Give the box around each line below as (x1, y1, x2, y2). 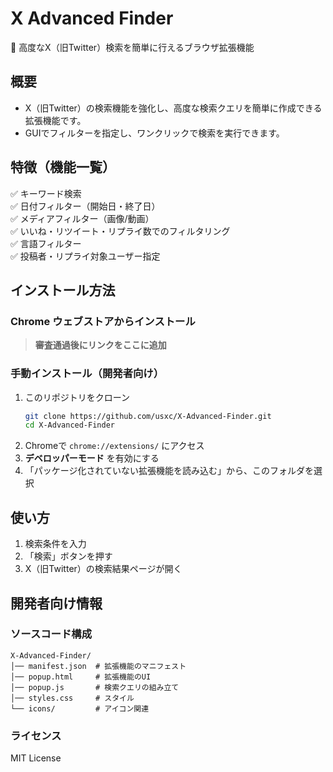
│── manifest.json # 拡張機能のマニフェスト (10, 661, 187, 671)
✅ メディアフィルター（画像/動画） (10, 212, 155, 224)
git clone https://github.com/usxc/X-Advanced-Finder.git (24, 411, 272, 421)
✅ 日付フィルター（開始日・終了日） (10, 200, 161, 212)
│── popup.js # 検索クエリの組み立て (10, 682, 180, 692)
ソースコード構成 (10, 627, 93, 641)
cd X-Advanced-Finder (24, 420, 115, 431)
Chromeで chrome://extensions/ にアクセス (24, 440, 205, 452)
